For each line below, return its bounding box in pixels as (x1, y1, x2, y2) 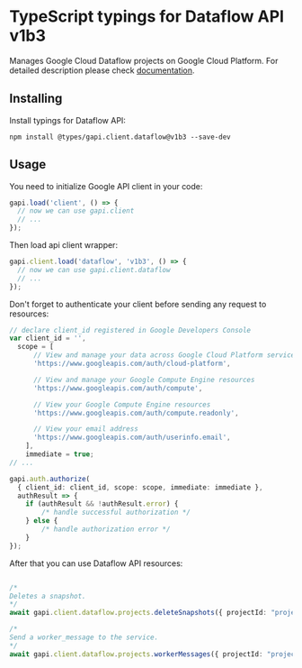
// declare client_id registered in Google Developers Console (9, 325, 252, 334)
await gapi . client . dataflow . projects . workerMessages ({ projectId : (9, 649, 263, 659)
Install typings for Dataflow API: (9, 114, 126, 125)
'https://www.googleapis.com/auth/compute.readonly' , (32, 408, 240, 417)
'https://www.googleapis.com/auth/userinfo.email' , (32, 433, 231, 443)
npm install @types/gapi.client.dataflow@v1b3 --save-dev (9, 133, 231, 142)
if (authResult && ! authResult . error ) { (25, 499, 179, 508)
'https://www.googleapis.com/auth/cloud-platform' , (32, 359, 231, 369)
